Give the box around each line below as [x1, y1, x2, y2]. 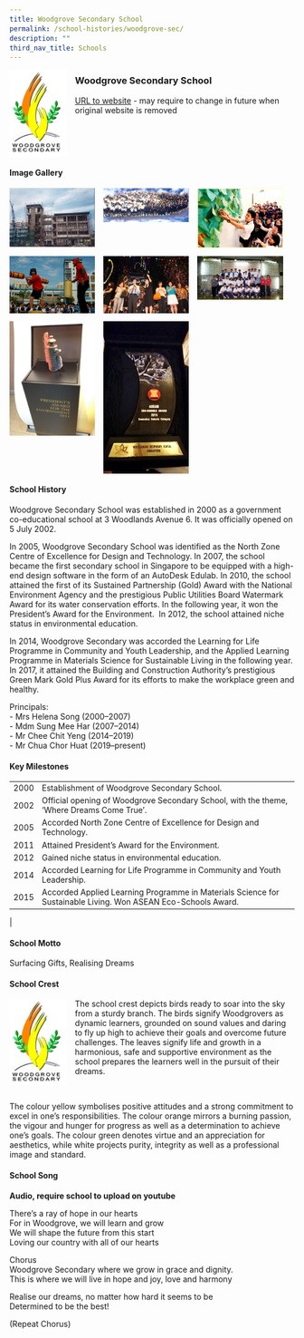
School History [9, 484, 67, 495]
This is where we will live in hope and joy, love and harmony [9, 1274, 233, 1285]
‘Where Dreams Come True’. [42, 805, 147, 816]
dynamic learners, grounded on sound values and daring [74, 1018, 287, 1029]
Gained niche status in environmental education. [42, 852, 222, 863]
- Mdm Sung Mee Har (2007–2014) [9, 721, 140, 732]
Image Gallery [9, 168, 63, 179]
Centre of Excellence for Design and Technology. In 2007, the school [9, 551, 265, 562]
